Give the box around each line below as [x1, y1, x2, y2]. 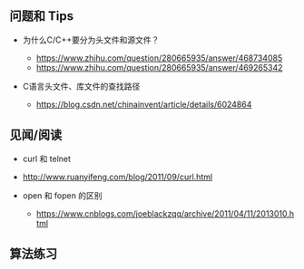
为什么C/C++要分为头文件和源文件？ [22, 34, 160, 45]
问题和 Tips [9, 8, 74, 24]
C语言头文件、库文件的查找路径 [22, 81, 141, 91]
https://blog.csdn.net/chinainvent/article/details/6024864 [35, 99, 252, 110]
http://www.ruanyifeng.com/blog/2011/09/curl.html [22, 171, 213, 182]
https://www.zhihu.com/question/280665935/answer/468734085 [35, 53, 283, 63]
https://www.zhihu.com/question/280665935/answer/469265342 [35, 62, 283, 72]
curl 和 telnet [22, 153, 71, 164]
